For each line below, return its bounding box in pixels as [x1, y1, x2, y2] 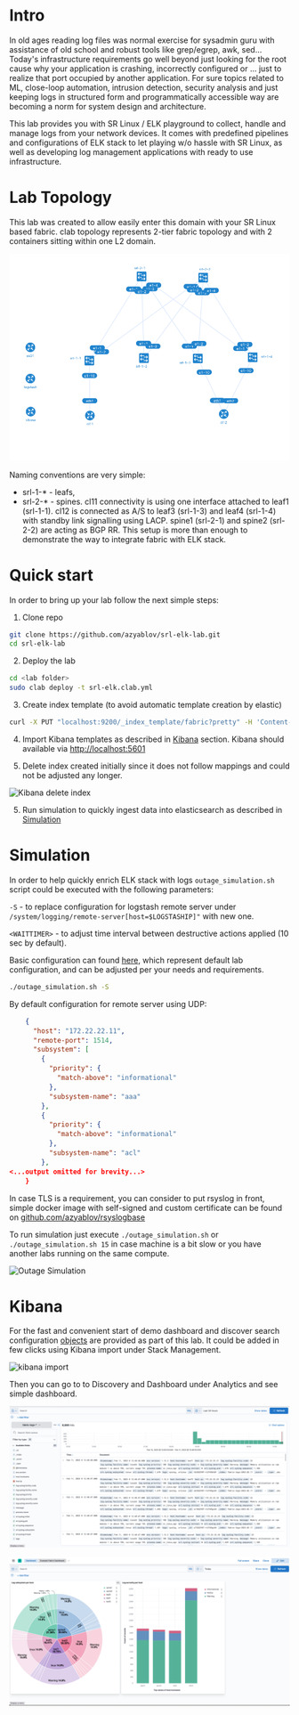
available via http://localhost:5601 [21, 743, 146, 753]
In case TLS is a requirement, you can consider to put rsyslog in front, [9, 1192, 265, 1203]
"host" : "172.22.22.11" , [32, 1026, 125, 1036]
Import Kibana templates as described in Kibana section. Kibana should [21, 734, 285, 744]
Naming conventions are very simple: [9, 469, 146, 480]
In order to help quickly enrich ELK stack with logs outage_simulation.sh [9, 874, 275, 885]
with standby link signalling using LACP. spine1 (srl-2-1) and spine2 [21, 515, 269, 525]
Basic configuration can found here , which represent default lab [9, 955, 244, 965]
